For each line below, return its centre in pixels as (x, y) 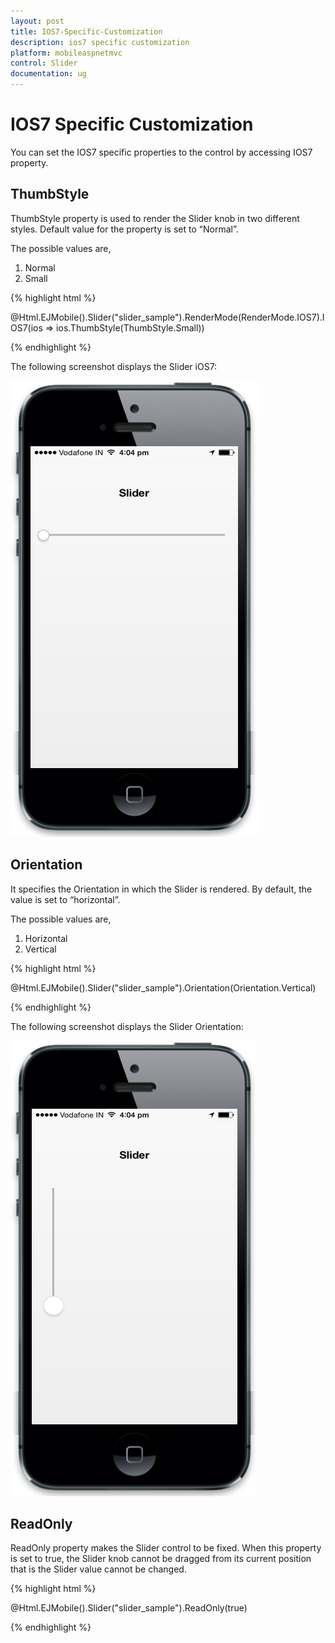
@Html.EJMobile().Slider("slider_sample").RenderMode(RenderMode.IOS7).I (167, 317)
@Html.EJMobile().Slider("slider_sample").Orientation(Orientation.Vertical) (163, 987)
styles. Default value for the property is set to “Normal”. (124, 229)
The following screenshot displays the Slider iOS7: (114, 366)
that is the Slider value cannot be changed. (98, 1569)
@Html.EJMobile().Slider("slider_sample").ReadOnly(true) (129, 1608)
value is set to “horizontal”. (65, 899)
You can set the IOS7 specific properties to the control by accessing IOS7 (161, 152)
